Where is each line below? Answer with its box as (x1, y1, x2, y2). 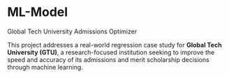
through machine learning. (7, 63, 84, 71)
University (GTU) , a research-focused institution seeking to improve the (7, 48, 215, 56)
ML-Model (7, 4, 68, 20)
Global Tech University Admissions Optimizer (7, 27, 138, 36)
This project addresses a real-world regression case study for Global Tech (7, 40, 222, 49)
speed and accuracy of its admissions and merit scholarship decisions (7, 55, 209, 63)
